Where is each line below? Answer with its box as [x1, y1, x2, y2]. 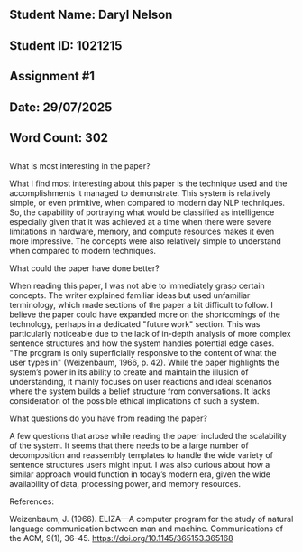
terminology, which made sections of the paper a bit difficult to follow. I [9, 300, 273, 311]
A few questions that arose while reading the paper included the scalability [9, 431, 287, 442]
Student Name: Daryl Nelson [9, 7, 173, 23]
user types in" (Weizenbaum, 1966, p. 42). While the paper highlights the [9, 357, 279, 369]
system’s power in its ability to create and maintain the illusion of [9, 367, 249, 378]
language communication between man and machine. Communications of [9, 523, 284, 534]
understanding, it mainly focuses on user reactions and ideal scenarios [9, 377, 272, 388]
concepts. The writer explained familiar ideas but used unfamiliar [9, 290, 251, 301]
